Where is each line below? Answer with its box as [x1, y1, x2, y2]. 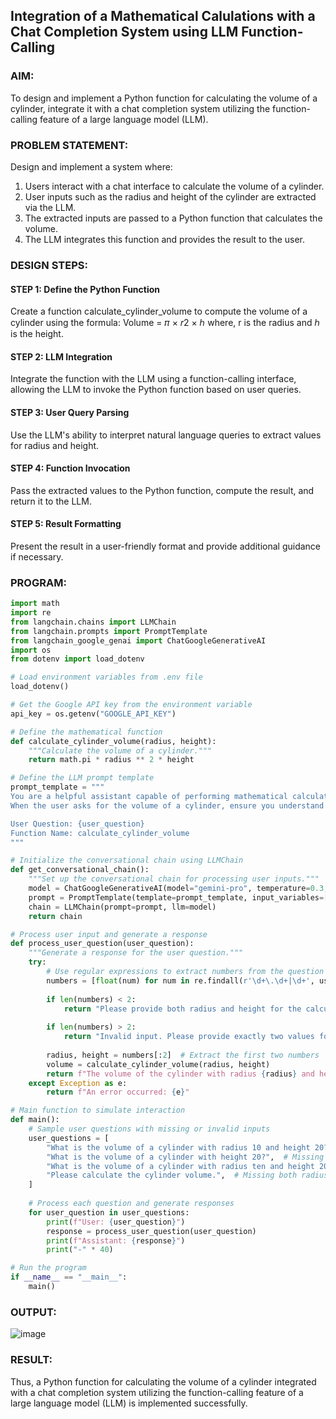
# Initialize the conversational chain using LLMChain [10, 855, 244, 866]
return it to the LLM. [10, 495, 92, 507]
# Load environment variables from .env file [10, 672, 203, 683]
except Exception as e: [28, 1078, 128, 1088]
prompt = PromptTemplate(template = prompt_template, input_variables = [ [28, 892, 329, 903]
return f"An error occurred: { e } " [46, 1087, 190, 1098]
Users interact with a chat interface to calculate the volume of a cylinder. [24, 180, 325, 192]
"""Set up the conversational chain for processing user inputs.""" [28, 874, 320, 884]
